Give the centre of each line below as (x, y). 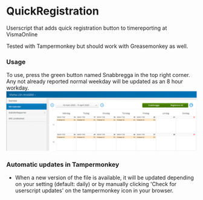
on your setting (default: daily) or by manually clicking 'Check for (96, 184)
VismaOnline (22, 34)
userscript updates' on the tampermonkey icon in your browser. (94, 191)
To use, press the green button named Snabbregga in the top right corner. (98, 75)
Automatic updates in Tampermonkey (63, 164)
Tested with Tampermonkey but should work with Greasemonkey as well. (97, 46)
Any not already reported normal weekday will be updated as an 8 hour (95, 82)
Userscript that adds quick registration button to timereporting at (87, 28)
